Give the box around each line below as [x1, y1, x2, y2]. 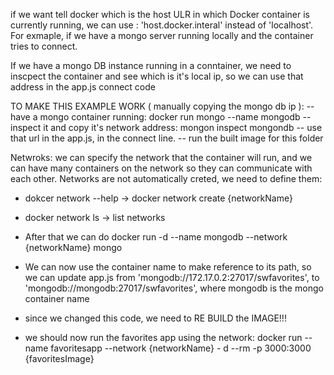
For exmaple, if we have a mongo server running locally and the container [10, 30, 314, 41]
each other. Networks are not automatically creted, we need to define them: [10, 173, 323, 184]
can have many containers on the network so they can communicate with [10, 162, 313, 174]
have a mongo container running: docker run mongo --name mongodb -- [10, 111, 312, 123]
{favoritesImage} [24, 353, 95, 364]
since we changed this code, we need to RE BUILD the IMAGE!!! [24, 312, 287, 324]
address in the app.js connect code [10, 81, 156, 93]
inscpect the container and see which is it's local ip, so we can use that [10, 70, 304, 82]
